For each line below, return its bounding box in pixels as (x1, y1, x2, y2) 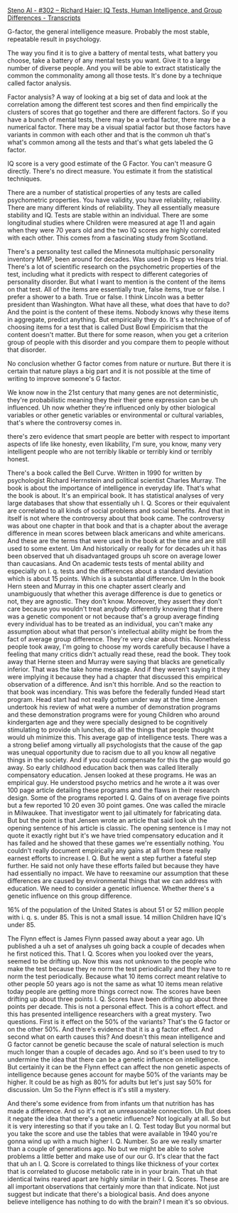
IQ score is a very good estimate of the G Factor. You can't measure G (7, 159, 212, 168)
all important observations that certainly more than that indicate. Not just (7, 1182, 220, 1190)
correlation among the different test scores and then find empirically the (7, 100, 218, 109)
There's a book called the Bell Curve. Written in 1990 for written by (7, 469, 202, 477)
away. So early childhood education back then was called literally (7, 764, 199, 771)
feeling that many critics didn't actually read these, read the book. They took (7, 650, 231, 658)
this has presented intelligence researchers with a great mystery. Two (7, 1010, 212, 1018)
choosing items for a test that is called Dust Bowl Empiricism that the (7, 323, 208, 331)
